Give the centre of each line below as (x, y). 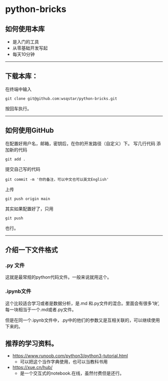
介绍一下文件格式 (31, 250)
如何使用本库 (25, 29)
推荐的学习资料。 (31, 344)
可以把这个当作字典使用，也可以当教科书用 (64, 362)
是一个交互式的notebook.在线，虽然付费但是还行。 (72, 374)
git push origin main (28, 199)
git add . (15, 159)
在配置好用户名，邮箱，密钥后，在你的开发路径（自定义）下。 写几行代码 (80, 143)
